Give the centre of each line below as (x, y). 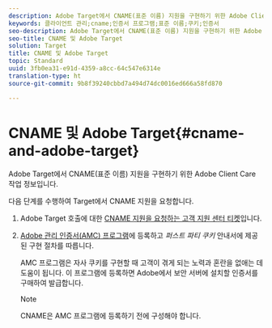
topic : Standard (36, 61)
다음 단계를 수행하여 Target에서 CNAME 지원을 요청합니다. (101, 201)
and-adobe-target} (74, 151)
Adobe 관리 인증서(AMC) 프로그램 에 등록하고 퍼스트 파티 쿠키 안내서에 (132, 236)
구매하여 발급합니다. (51, 283)
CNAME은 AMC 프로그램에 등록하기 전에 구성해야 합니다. (110, 316)
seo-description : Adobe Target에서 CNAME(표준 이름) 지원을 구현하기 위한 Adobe (135, 31)
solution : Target (38, 46)
